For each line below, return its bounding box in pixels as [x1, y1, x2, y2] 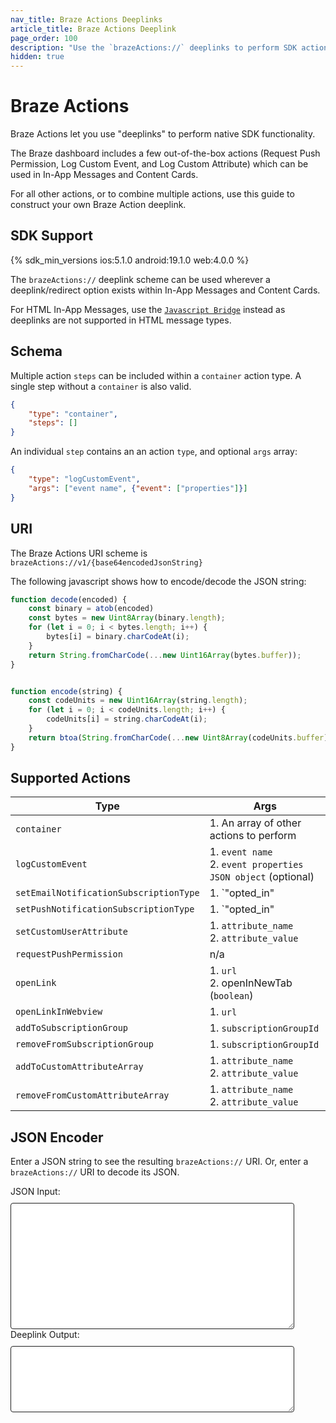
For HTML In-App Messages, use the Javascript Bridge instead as [10, 303, 286, 315]
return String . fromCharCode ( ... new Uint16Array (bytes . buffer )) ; [28, 650, 302, 660]
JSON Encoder [10, 1129, 104, 1146]
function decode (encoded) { [10, 594, 128, 605]
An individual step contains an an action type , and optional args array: [10, 446, 298, 458]
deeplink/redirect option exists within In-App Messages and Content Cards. [10, 284, 321, 296]
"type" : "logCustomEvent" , [28, 474, 141, 485]
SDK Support [10, 227, 93, 245]
